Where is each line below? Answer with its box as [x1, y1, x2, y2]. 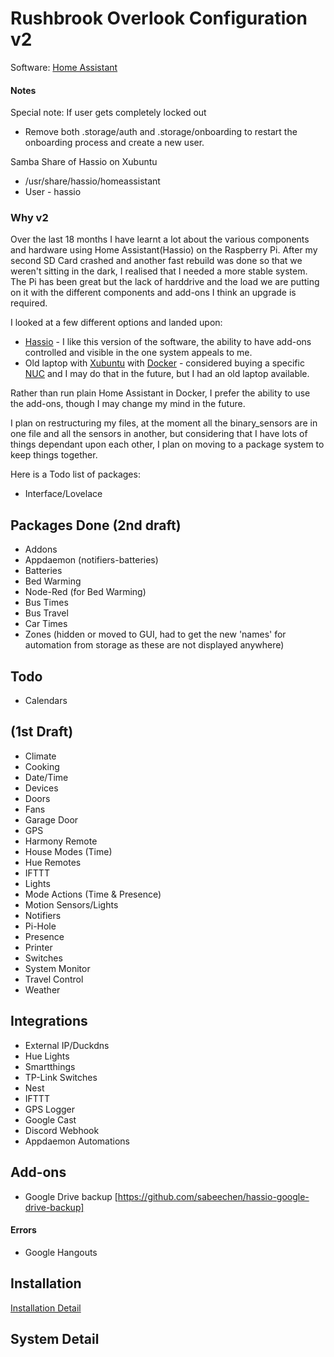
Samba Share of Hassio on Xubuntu [10, 156, 158, 168]
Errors [10, 1224, 37, 1236]
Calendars [24, 695, 68, 707]
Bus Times [24, 597, 69, 609]
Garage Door [24, 813, 79, 826]
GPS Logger [24, 1103, 76, 1115]
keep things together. [10, 449, 98, 461]
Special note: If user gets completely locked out [10, 107, 207, 119]
